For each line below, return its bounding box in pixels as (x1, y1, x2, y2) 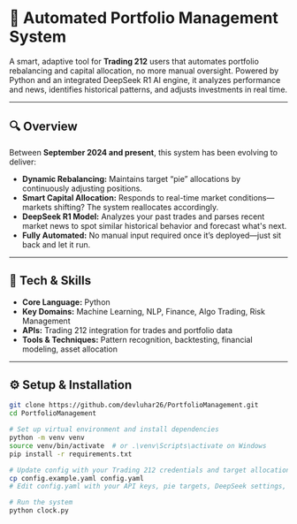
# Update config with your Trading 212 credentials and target (9, 466, 247, 475)
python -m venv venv (9, 433, 86, 442)
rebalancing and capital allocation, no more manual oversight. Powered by (9, 65, 279, 76)
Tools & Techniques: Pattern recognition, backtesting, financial (21, 334, 254, 345)
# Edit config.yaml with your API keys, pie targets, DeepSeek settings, (9, 482, 287, 491)
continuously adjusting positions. (21, 183, 143, 194)
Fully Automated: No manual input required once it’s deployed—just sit (21, 230, 281, 240)
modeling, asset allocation (21, 344, 118, 354)
